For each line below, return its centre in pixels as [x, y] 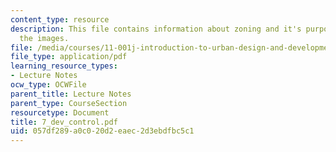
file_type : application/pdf [69, 57]
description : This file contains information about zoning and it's [156, 29]
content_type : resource [60, 19]
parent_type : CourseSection [69, 103]
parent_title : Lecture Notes [71, 94]
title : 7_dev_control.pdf [64, 122]
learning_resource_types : [64, 66]
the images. [44, 38]
